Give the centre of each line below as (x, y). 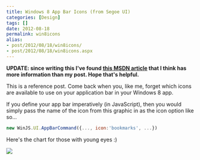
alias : (14, 40)
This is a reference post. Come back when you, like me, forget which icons (99, 86)
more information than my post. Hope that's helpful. (73, 74)
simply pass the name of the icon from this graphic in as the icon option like (100, 110)
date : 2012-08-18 (28, 29)
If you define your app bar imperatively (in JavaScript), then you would (94, 104)
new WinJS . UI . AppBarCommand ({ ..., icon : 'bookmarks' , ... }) (82, 128)
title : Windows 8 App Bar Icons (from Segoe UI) (68, 12)
